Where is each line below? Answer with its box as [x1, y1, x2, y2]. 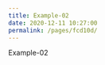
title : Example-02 [8, 11, 69, 20]
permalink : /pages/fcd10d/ [8, 26, 98, 34]
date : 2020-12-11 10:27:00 [8, 19, 98, 27]
